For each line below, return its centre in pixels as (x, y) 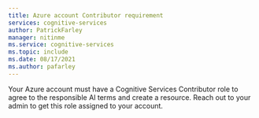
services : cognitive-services (58, 23)
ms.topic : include (38, 52)
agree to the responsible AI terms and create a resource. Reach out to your (129, 97)
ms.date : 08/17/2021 (42, 60)
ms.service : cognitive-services (61, 45)
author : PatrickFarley (45, 30)
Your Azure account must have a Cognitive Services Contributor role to (123, 89)
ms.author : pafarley (42, 67)
